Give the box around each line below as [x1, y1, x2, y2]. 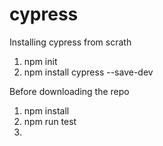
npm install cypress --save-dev [23, 66, 154, 78]
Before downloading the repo [9, 85, 130, 97]
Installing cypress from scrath [9, 36, 132, 48]
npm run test [23, 115, 77, 127]
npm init [23, 55, 58, 67]
